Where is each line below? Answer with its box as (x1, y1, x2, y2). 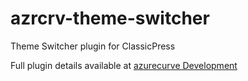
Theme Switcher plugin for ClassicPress (10, 40, 176, 52)
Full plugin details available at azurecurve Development (10, 59, 238, 71)
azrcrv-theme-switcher (10, 7, 210, 30)
